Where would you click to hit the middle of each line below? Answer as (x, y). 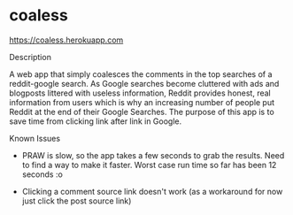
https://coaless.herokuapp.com (66, 40)
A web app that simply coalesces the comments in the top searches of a (141, 74)
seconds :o (42, 174)
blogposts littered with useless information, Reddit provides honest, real (140, 93)
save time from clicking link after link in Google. (96, 121)
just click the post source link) (77, 201)
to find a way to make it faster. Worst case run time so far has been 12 (149, 165)
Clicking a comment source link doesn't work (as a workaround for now (152, 191)
